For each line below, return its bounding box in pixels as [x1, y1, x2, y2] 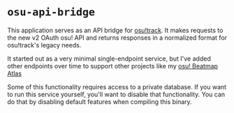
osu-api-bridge [7, 6, 96, 19]
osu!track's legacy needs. [7, 40, 82, 49]
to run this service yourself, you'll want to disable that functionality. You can [7, 90, 226, 98]
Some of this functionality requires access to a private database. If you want [7, 82, 227, 91]
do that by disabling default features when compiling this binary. [7, 97, 192, 106]
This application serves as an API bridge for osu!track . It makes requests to [7, 26, 224, 34]
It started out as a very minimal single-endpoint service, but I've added [7, 54, 211, 63]
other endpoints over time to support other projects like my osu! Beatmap [7, 61, 219, 70]
